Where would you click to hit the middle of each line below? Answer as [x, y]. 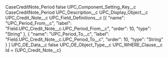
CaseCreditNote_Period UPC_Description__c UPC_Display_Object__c [77, 12]
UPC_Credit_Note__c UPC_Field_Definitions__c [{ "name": [65, 18]
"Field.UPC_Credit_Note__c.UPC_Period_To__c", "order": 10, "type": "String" [84, 39]
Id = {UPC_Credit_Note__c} [33, 50]
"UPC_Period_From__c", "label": [38, 23]
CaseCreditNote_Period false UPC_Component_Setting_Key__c [71, 7]
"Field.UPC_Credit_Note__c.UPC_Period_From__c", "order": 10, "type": [78, 28]
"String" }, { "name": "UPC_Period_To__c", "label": [57, 34]
